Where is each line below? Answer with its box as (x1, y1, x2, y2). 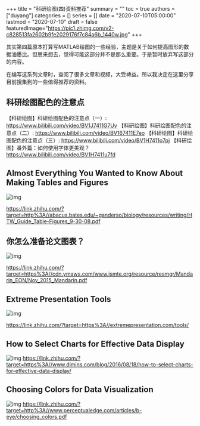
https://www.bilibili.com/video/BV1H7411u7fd (6, 151, 116, 158)
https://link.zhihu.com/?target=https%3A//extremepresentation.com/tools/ (6, 322, 189, 329)
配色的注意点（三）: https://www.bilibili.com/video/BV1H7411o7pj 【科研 (11, 137, 187, 144)
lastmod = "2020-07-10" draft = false (6, 18, 98, 25)
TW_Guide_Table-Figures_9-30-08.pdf (6, 217, 101, 225)
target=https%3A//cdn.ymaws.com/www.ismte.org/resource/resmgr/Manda (6, 270, 193, 277)
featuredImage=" (6, 24, 48, 32)
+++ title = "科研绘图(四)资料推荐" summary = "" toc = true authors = (6, 5, 176, 12)
